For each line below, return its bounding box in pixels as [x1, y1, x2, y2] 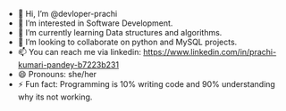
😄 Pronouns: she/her [17, 69, 97, 79]
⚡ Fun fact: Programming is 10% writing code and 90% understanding [17, 79, 275, 89]
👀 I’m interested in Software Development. [17, 18, 173, 28]
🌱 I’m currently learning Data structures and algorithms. [17, 28, 223, 37]
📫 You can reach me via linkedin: [17, 47, 141, 57]
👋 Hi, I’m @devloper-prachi [17, 9, 118, 19]
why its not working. [17, 91, 93, 102]
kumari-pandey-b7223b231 [17, 59, 119, 70]
